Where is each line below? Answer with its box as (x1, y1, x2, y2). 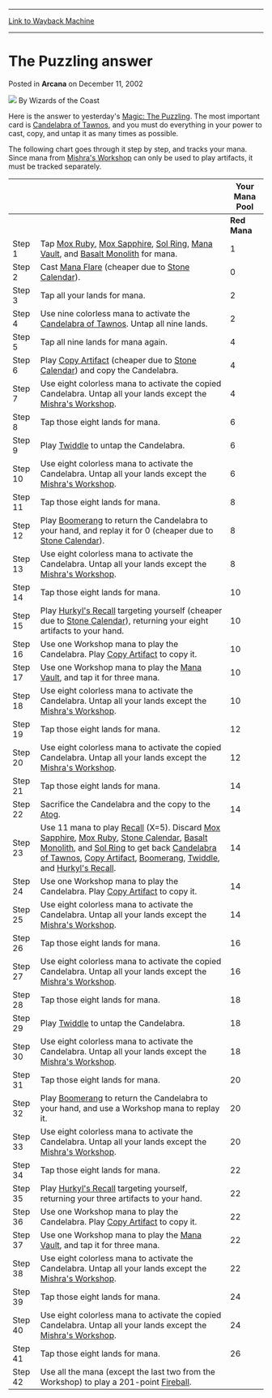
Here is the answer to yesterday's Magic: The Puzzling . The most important (8, 111, 261, 121)
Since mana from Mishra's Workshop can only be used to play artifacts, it (8, 152, 253, 162)
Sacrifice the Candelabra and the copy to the (40, 798, 210, 809)
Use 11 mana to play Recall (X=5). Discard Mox (40, 821, 221, 833)
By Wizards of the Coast (18, 95, 100, 105)
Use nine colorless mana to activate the (40, 307, 190, 319)
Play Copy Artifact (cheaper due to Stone (40, 354, 197, 366)
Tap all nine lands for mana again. (40, 336, 168, 347)
